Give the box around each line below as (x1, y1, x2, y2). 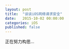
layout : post (5, 7, 32, 12)
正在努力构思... (5, 39, 35, 45)
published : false (5, 25, 40, 30)
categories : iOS (5, 20, 38, 25)
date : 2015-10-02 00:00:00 (5, 16, 64, 21)
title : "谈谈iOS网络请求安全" (5, 12, 63, 16)
